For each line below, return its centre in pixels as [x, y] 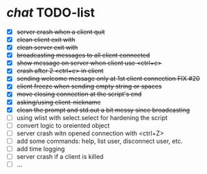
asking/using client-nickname [58, 102]
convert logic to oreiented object [63, 125]
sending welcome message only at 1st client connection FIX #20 [108, 79]
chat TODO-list [51, 13]
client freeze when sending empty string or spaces [89, 86]
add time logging [40, 148]
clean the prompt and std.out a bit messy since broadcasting [103, 110]
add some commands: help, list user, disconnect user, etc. [99, 141]
